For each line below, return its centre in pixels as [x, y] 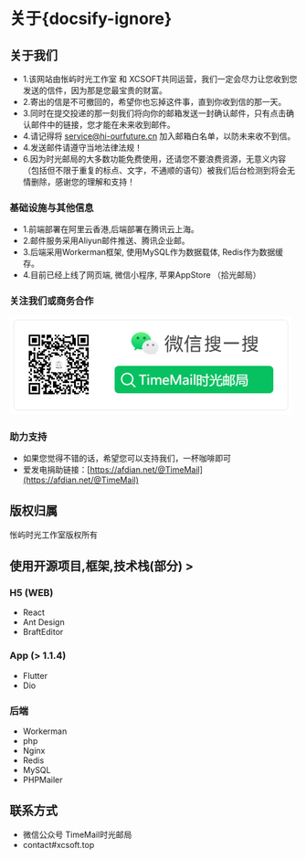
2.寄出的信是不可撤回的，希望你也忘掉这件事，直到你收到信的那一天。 [154, 102]
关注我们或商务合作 [52, 301]
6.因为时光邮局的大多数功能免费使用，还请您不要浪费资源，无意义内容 [154, 159]
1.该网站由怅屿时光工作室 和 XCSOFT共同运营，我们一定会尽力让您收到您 [160, 79]
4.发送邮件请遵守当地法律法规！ [83, 148]
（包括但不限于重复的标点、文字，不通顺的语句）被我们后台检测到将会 [155, 170]
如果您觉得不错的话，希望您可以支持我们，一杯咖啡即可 [127, 458]
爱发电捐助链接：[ [56, 469]
